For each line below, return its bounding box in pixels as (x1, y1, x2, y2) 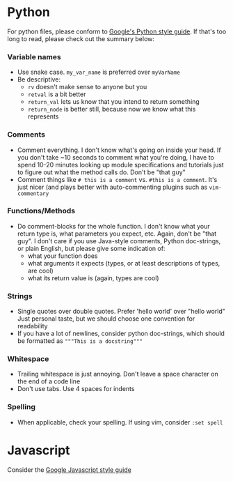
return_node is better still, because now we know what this (27, 105, 196, 114)
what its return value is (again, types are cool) (27, 273, 159, 282)
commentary (17, 190, 49, 197)
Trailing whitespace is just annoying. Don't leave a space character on (17, 370, 218, 379)
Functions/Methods (7, 206, 75, 216)
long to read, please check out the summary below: (7, 34, 155, 43)
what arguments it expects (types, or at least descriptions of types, (27, 259, 220, 267)
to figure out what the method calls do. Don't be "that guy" (17, 168, 186, 176)
